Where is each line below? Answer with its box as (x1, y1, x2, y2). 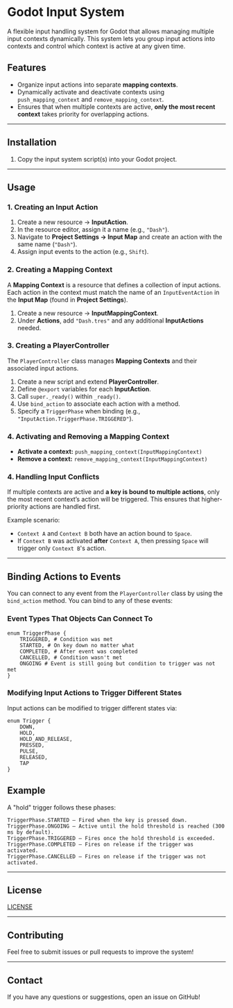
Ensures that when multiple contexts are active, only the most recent (17, 102, 216, 111)
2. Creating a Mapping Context (7, 265, 113, 275)
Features (7, 62, 46, 74)
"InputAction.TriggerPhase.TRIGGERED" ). (17, 414, 134, 422)
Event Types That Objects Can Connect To (7, 614, 153, 624)
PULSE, (19, 747, 39, 755)
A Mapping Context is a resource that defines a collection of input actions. (7, 280, 221, 289)
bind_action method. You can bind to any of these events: (7, 597, 173, 605)
